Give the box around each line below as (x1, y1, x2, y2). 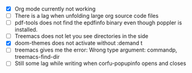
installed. (14, 26, 38, 33)
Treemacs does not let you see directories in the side (14, 33, 149, 40)
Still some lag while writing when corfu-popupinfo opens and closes (14, 60, 186, 67)
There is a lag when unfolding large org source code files (14, 12, 159, 20)
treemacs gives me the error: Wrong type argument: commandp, (14, 46, 178, 54)
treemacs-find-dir (14, 53, 60, 61)
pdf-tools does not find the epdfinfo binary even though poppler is (14, 19, 182, 26)
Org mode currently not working (14, 6, 96, 12)
